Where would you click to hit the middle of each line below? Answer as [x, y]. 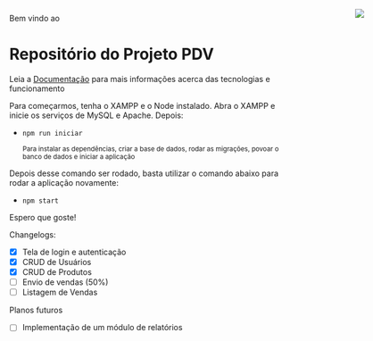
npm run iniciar [52, 133]
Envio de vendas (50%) [65, 282]
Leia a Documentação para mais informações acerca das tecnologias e [140, 79]
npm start [41, 201]
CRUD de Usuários [57, 262]
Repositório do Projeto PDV [112, 54]
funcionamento [37, 88]
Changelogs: [33, 234]
